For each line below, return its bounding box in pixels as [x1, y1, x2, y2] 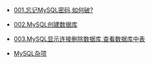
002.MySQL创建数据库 [13, 20, 78, 29]
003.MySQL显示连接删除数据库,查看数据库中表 [13, 35, 146, 43]
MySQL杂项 [13, 50, 47, 57]
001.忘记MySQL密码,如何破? [13, 6, 94, 14]
